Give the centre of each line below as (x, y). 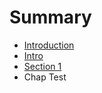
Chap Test (45, 77)
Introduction (49, 45)
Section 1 (42, 66)
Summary (50, 17)
